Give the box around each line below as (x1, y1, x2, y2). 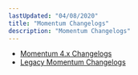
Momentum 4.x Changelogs (19, 49, 112, 59)
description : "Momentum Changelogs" (8, 27, 131, 35)
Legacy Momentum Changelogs (19, 57, 126, 67)
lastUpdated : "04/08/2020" (8, 11, 99, 20)
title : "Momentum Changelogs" (8, 19, 110, 27)
